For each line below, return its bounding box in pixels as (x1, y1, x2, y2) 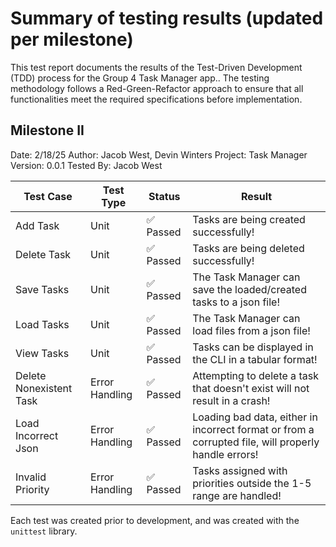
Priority (15, 482, 50, 496)
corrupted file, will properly (192, 435, 320, 449)
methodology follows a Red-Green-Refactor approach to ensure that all (10, 82, 304, 94)
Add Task (15, 218, 60, 232)
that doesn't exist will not (192, 381, 310, 395)
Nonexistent (15, 381, 73, 395)
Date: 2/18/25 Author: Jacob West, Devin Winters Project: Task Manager (10, 148, 308, 161)
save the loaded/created (192, 282, 307, 296)
